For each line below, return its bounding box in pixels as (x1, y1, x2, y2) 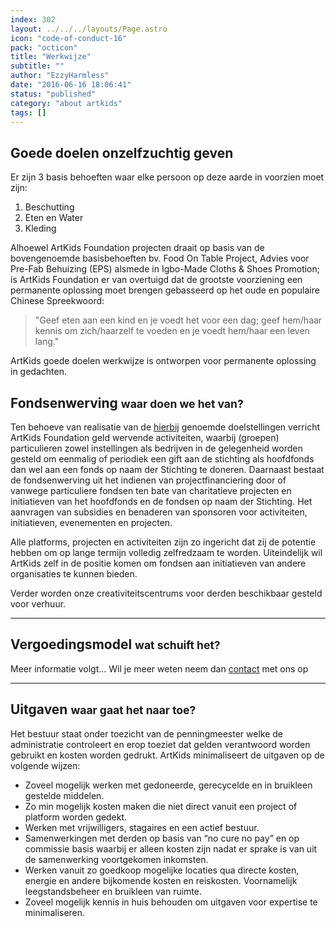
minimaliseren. (24, 906, 86, 918)
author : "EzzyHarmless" (10, 71, 110, 81)
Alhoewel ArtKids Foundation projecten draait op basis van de (10, 242, 265, 254)
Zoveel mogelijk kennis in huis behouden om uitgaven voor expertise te (24, 896, 318, 908)
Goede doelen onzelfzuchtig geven (10, 144, 234, 161)
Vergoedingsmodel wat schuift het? (10, 636, 221, 653)
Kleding (24, 222, 57, 235)
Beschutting (24, 201, 75, 213)
